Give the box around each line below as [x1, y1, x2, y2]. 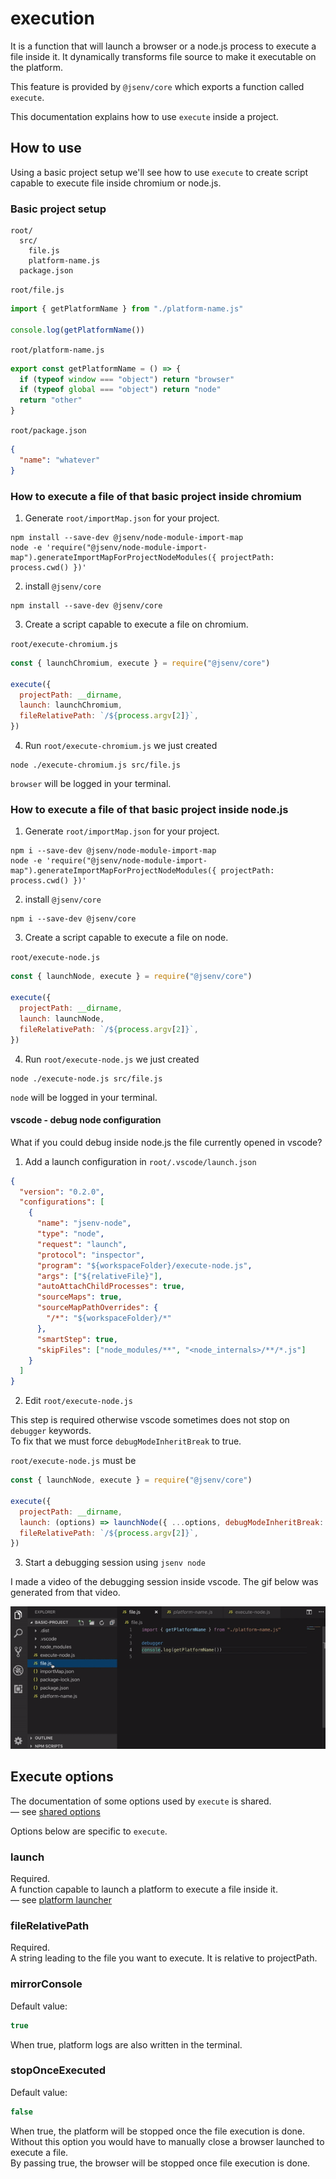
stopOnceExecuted [10, 2063, 107, 2077]
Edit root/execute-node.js [24, 1395, 133, 1407]
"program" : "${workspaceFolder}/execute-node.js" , [36, 1260, 253, 1271]
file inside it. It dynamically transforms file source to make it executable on [10, 50, 317, 62]
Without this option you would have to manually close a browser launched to [10, 2135, 325, 2147]
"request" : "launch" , [36, 1239, 128, 1249]
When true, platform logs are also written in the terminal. [10, 2038, 243, 2051]
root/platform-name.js [10, 345, 105, 355]
